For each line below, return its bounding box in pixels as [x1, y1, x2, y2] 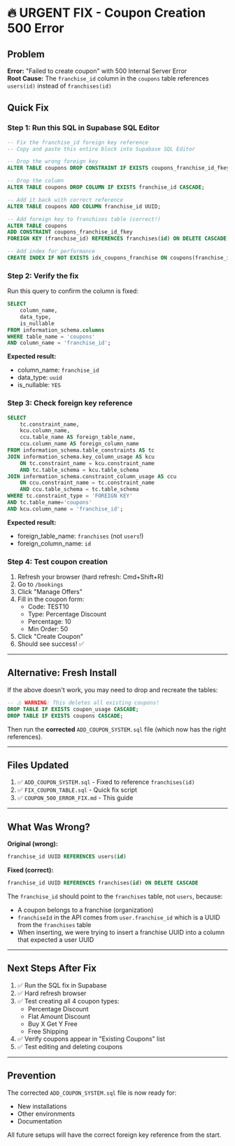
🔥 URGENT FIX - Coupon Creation [7, 5, 206, 21]
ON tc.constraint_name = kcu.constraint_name [20, 459, 155, 467]
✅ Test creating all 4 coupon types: [17, 997, 120, 1005]
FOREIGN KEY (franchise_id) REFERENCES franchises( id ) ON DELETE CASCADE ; [7, 235, 230, 243]
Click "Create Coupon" [17, 633, 84, 641]
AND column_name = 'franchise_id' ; [7, 339, 111, 346]
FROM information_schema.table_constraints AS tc [7, 447, 155, 454]
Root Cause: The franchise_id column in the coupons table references [7, 74, 209, 82]
